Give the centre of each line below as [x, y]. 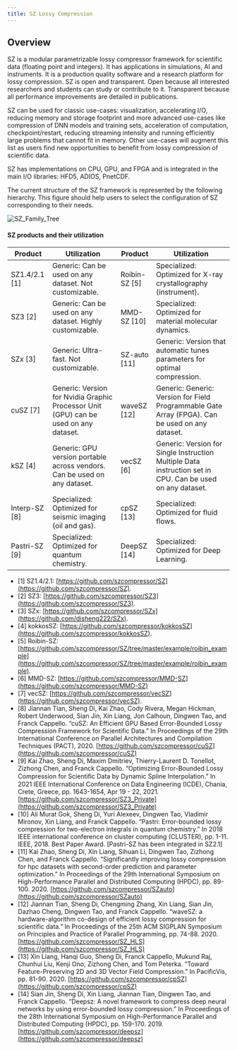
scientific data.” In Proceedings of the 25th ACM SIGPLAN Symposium [120, 926]
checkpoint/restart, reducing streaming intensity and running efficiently [111, 133]
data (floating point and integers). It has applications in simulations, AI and [115, 67]
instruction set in [184, 470]
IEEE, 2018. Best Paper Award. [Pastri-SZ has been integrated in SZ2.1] [120, 844]
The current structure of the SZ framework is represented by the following [115, 190]
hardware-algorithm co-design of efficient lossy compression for [112, 919]
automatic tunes [183, 350]
